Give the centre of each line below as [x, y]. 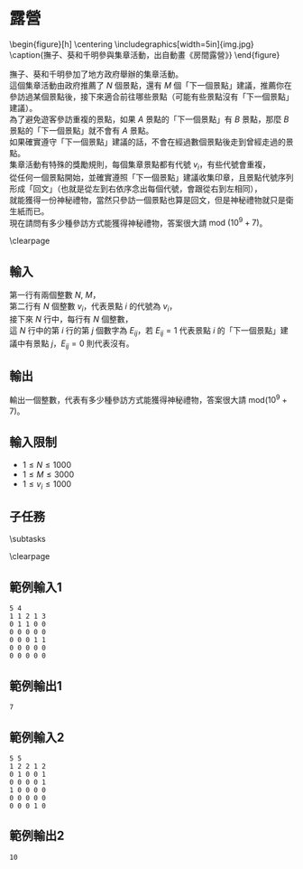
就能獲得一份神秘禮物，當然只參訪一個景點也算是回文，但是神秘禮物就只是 [147, 200]
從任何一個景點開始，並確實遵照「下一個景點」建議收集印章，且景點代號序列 [151, 177]
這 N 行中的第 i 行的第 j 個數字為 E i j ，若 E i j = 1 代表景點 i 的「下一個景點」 [145, 332]
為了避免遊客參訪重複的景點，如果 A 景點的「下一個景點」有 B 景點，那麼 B [149, 119]
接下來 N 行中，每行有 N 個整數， [71, 319]
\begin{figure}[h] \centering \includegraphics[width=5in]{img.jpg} [132, 44]
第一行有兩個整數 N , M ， [55, 295]
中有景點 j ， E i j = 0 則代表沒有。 [75, 344]
